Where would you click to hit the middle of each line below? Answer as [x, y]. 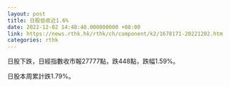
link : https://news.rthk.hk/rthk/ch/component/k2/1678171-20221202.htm [115, 34]
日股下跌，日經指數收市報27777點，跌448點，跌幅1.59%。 [93, 62]
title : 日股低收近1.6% [38, 21]
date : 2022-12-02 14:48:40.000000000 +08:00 [74, 27]
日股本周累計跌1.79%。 [41, 76]
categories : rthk [33, 40]
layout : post [27, 14]
